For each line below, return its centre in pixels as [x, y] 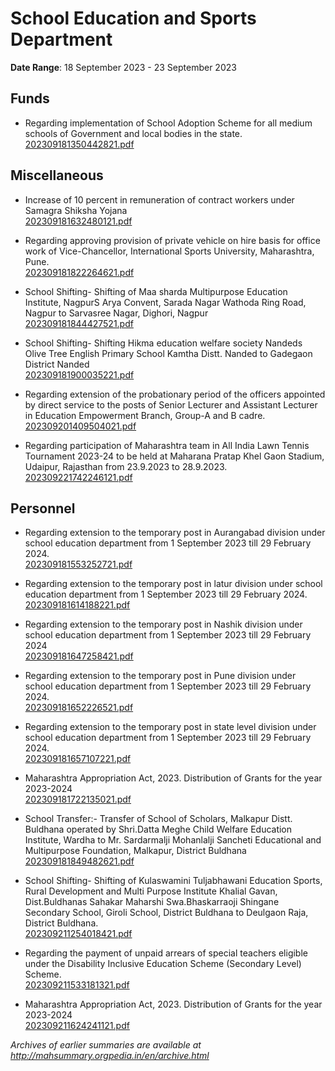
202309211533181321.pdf [77, 985]
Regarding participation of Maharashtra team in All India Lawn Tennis [167, 445]
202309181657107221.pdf [78, 759]
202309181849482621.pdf [79, 861]
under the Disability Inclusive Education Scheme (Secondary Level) [163, 964]
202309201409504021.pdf [80, 426]
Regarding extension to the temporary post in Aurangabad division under [175, 533]
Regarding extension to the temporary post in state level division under [170, 727]
